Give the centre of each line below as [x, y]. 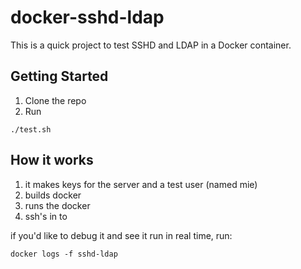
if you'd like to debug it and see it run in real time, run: [121, 235]
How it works [52, 160]
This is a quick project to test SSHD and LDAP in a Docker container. [151, 45]
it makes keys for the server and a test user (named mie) [141, 184]
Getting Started [59, 76]
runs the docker [57, 205]
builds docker [53, 195]
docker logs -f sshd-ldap [64, 254]
